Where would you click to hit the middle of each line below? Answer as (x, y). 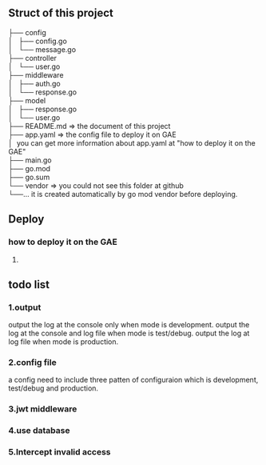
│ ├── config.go (38, 41)
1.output (25, 307)
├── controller (33, 58)
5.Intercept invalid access (60, 452)
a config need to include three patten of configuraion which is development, (133, 380)
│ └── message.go (42, 49)
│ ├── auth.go (35, 83)
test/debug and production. (53, 388)
